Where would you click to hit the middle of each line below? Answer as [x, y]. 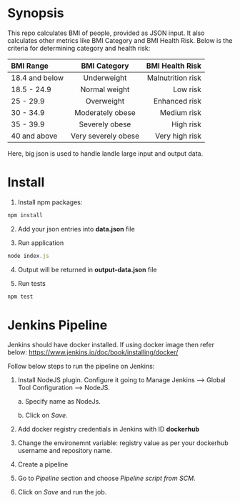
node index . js [29, 256]
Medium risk [181, 112]
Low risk [187, 89]
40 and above [34, 136]
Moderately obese [105, 112]
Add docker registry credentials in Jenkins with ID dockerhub [109, 429]
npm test [20, 297]
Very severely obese [105, 136]
